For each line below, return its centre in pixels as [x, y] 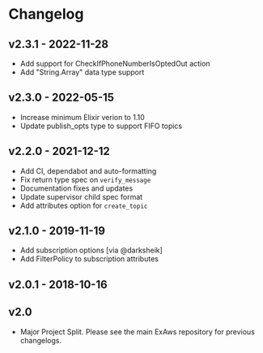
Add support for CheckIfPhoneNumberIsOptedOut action [115, 63]
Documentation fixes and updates [76, 188]
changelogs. [41, 340]
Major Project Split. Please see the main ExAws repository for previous [137, 331]
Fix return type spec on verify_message [85, 179]
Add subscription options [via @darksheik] [91, 250]
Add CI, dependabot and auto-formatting [88, 170]
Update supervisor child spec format [81, 196]
